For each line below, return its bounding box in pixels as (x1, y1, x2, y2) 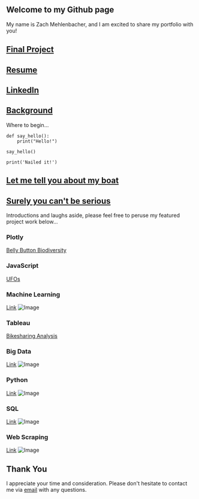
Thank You (6, 464, 47, 474)
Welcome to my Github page (6, 5, 114, 15)
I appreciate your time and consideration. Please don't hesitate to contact (6, 480, 188, 487)
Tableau (6, 319, 31, 327)
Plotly (6, 233, 24, 241)
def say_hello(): (6, 133, 50, 139)
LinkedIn (6, 85, 40, 95)
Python (6, 376, 28, 384)
